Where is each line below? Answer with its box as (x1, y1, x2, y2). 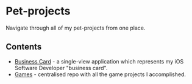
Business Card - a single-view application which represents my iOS (14, 57, 184, 65)
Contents (5, 42, 42, 52)
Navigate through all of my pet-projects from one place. (5, 24, 146, 31)
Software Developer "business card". (14, 64, 108, 71)
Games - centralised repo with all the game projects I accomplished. (14, 71, 187, 78)
